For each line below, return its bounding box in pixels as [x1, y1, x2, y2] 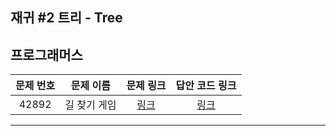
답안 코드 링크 [175, 79, 237, 93]
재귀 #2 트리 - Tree [10, 9, 123, 27]
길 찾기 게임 [64, 98, 117, 112]
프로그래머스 [10, 46, 83, 63]
